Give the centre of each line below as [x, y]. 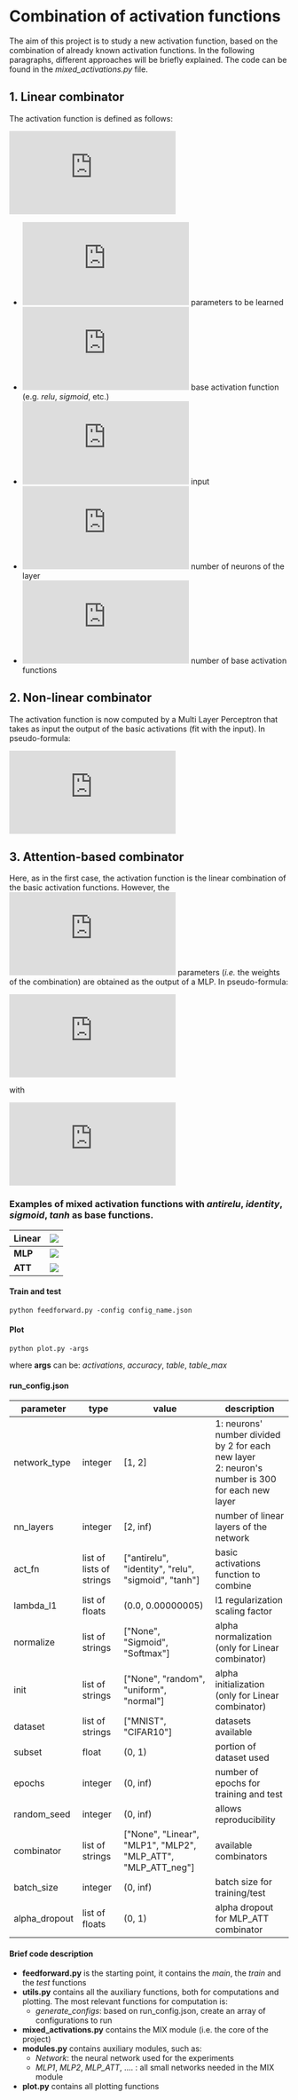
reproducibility [245, 1820]
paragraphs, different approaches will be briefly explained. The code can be [148, 59]
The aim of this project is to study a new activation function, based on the [144, 41]
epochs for [238, 1783]
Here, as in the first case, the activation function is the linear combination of [148, 878]
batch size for [243, 1882]
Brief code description [51, 1954]
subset [28, 1752]
